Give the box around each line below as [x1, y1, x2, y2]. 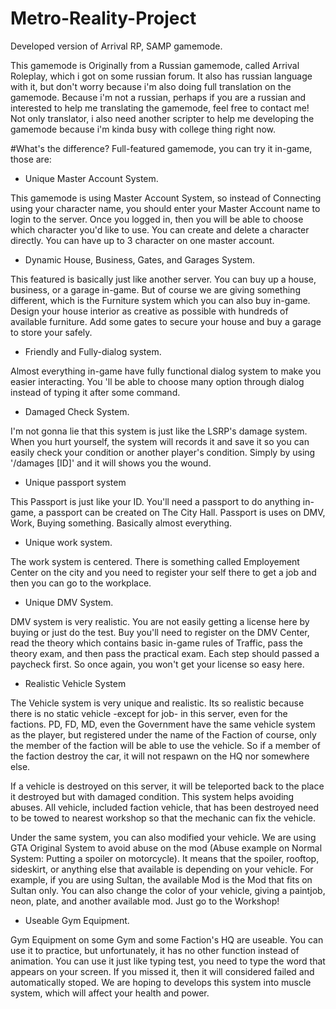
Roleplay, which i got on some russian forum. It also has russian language [10, 70, 313, 82]
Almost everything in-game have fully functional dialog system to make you [10, 365, 322, 377]
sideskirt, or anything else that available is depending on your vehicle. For [10, 863, 314, 875]
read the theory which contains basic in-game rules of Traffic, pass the [10, 637, 303, 649]
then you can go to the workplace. [10, 577, 152, 589]
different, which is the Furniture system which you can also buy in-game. [10, 294, 311, 306]
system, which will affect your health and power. [10, 987, 210, 999]
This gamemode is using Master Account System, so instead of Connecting [10, 192, 322, 204]
